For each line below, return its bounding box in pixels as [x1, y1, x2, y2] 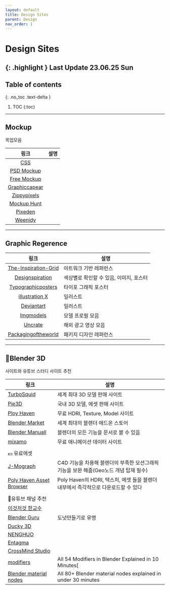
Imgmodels [20, 312, 47, 319]
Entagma [8, 539, 29, 546]
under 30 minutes [57, 576, 100, 583]
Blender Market [8, 419, 45, 426]
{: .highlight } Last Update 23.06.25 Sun [5, 63, 134, 72]
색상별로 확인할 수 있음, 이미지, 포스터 [63, 274, 148, 281]
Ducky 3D [8, 523, 32, 530]
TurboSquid [8, 391, 36, 398]
